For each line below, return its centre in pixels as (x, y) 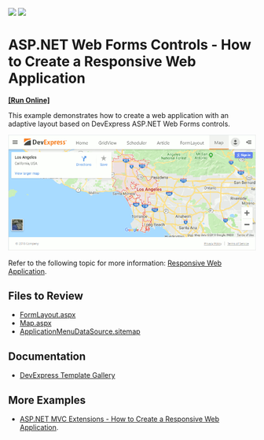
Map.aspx (36, 324)
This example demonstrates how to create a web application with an (119, 115)
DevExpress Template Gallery (67, 375)
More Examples (47, 400)
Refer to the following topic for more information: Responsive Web (115, 263)
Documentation (47, 356)
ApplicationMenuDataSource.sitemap (80, 331)
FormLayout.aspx (48, 315)
